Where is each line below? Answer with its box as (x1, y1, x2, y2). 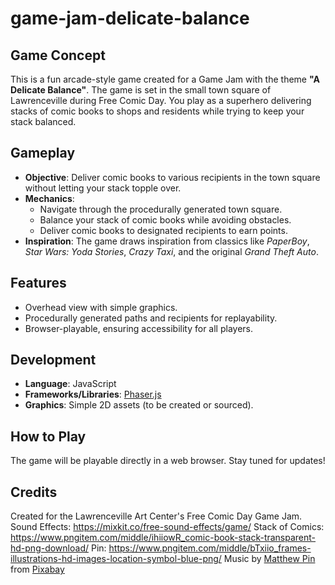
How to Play (10, 428, 87, 445)
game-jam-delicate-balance (10, 7, 250, 30)
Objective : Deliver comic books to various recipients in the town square (24, 171, 321, 183)
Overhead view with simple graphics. (24, 301, 178, 313)
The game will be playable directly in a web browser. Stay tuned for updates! (10, 455, 326, 467)
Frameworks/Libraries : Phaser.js (24, 388, 162, 401)
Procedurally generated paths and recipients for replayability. (24, 312, 278, 324)
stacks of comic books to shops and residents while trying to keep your (10, 105, 305, 117)
